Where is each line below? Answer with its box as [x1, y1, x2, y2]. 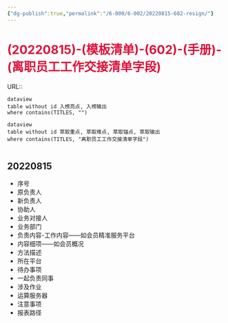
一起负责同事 [17, 274, 54, 282]
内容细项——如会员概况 [17, 240, 84, 248]
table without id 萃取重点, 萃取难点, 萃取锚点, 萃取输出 [7, 128, 160, 135]
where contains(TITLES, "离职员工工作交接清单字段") [7, 136, 149, 143]
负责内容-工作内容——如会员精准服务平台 [17, 231, 136, 240]
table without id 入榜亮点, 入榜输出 [7, 103, 107, 110]
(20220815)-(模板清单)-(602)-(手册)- [7, 42, 222, 57]
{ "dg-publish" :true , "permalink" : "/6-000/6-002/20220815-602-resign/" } [7, 10, 214, 17]
